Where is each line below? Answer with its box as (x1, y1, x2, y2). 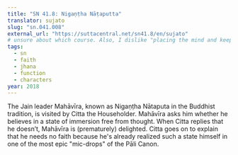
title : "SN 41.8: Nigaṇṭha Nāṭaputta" (7, 10, 122, 18)
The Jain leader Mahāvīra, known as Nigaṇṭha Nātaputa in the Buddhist (7, 102, 215, 110)
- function (13, 69, 46, 76)
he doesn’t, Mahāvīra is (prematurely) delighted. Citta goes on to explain (7, 125, 218, 133)
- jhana (13, 63, 37, 70)
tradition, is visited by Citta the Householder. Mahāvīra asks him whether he (7, 110, 228, 118)
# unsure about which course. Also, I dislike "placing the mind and (7, 37, 217, 44)
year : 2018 (7, 83, 40, 90)
